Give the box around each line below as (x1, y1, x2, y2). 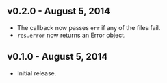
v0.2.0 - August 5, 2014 (7, 5, 111, 17)
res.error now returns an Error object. (16, 31, 126, 39)
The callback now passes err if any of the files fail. (16, 23, 161, 32)
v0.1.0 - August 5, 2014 (7, 51, 108, 62)
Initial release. (16, 69, 57, 78)
